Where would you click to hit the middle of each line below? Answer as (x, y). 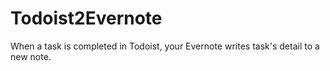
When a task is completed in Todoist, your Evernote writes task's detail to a (165, 46)
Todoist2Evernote (86, 18)
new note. (31, 56)
